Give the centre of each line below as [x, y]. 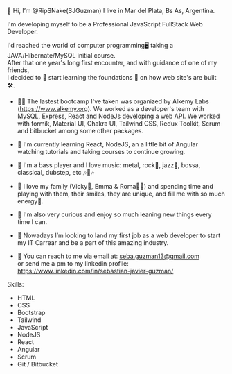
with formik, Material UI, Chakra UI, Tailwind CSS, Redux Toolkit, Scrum [119, 124]
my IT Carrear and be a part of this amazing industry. [93, 243]
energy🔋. [30, 201]
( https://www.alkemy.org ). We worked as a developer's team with [110, 109]
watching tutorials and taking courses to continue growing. [101, 152]
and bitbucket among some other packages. [80, 131]
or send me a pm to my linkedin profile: [73, 263]
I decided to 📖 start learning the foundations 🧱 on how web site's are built [112, 77]
